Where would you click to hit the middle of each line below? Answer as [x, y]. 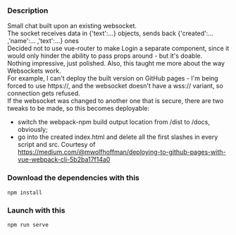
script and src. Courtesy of [56, 145]
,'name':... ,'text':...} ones [43, 41]
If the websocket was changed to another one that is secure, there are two [116, 101]
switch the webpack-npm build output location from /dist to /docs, [113, 122]
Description [28, 11]
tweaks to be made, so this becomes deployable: [79, 109]
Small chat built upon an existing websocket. [72, 26]
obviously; [32, 130]
